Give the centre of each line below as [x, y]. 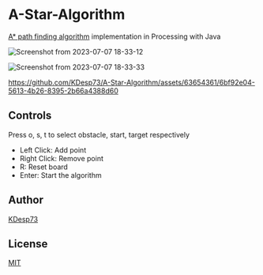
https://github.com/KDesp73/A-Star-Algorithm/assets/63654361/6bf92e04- [131, 82]
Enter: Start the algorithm [60, 175]
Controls [30, 116]
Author [26, 200]
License [28, 244]
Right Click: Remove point [62, 158]
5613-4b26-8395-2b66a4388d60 [63, 90]
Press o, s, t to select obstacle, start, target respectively [99, 134]
